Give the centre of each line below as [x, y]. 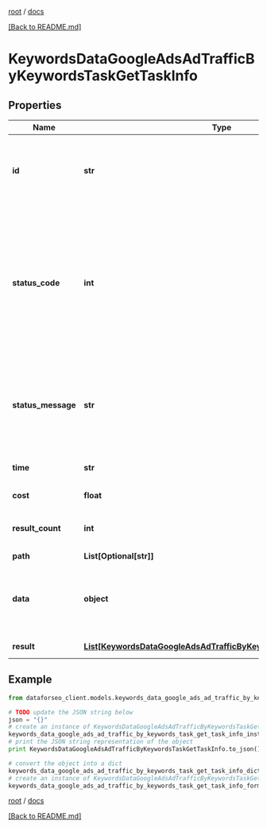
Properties [35, 105]
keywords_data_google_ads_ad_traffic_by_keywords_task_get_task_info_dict [135, 771]
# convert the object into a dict [66, 763]
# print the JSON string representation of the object [101, 742]
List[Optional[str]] [119, 556]
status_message [44, 405]
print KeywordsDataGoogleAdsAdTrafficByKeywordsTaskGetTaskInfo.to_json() [135, 749]
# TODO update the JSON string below [71, 712]
